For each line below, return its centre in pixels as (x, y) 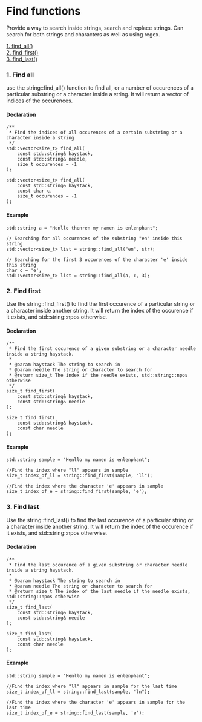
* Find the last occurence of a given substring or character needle (98, 565)
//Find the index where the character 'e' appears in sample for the (96, 703)
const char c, (35, 191)
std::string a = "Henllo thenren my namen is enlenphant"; (82, 228)
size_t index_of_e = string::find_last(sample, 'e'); (76, 713)
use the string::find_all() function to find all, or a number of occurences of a (100, 88)
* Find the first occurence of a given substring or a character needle (103, 349)
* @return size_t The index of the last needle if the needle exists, (99, 591)
